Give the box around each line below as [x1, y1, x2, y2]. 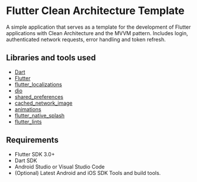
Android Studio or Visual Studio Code [14, 163, 105, 170]
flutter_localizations [14, 81, 63, 88]
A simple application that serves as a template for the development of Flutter [6, 23, 191, 30]
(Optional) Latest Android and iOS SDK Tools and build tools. [14, 169, 161, 176]
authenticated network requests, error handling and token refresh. [6, 36, 166, 43]
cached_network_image [14, 99, 73, 107]
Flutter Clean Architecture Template [6, 4, 185, 18]
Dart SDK [14, 157, 38, 164]
